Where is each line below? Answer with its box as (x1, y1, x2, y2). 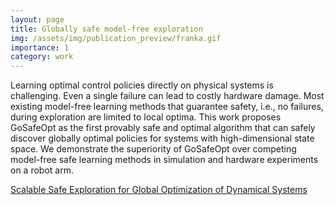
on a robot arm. (10, 164, 74, 176)
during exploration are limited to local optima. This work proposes (10, 111, 282, 123)
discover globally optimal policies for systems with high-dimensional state (10, 132, 315, 145)
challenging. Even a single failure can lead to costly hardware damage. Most (10, 90, 325, 102)
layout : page (10, 14, 65, 25)
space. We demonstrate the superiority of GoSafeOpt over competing (10, 143, 297, 155)
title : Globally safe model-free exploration (10, 24, 203, 34)
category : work (10, 52, 74, 62)
